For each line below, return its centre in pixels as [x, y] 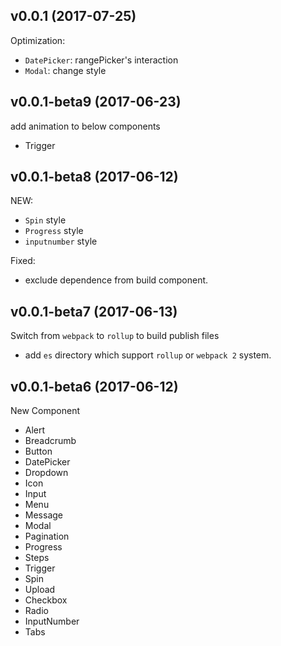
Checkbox [46, 600]
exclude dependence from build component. [116, 280]
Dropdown [46, 473]
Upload [40, 590]
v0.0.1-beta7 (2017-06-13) [94, 311]
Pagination [47, 536]
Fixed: [23, 261]
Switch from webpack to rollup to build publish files [115, 336]
